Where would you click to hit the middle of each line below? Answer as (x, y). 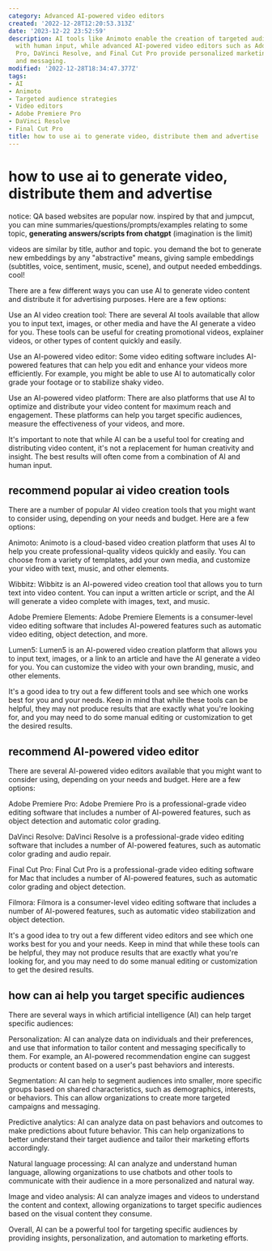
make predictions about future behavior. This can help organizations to (126, 1131)
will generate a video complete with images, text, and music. (109, 602)
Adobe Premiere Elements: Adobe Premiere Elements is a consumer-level (131, 617)
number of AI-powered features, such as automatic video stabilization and (132, 911)
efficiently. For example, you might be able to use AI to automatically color (132, 373)
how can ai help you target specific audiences (127, 996)
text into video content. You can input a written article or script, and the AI (132, 593)
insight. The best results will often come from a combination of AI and (124, 456)
